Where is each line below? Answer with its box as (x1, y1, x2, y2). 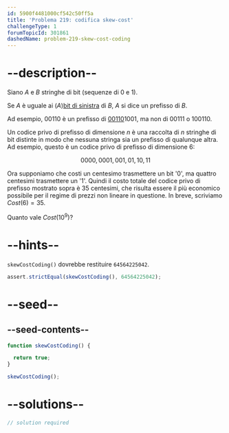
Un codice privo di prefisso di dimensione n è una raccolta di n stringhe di (7, 128, 217, 136)
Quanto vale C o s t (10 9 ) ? (7, 212, 74, 221)
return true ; (13, 355, 51, 361)
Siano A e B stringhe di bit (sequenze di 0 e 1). (7, 88, 138, 96)
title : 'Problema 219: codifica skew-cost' (7, 17, 134, 23)
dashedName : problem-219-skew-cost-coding (7, 36, 131, 43)
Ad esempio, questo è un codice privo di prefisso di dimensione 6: (7, 142, 195, 151)
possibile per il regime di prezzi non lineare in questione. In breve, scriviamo (7, 191, 223, 200)
